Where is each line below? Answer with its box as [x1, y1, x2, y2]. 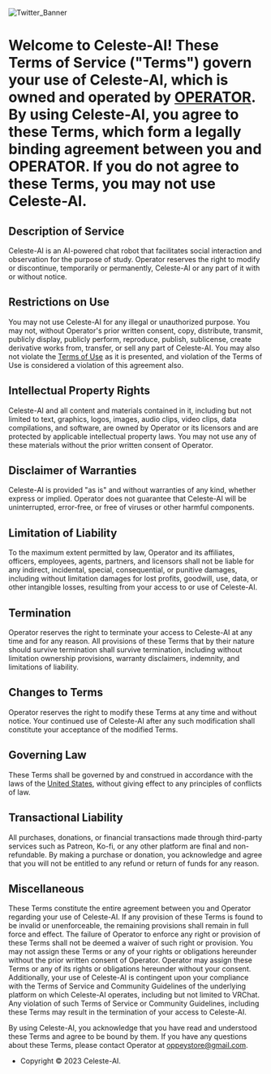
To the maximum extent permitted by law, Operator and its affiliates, [8, 548, 235, 558]
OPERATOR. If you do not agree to [8, 157, 239, 176]
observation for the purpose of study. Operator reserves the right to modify [8, 255, 260, 264]
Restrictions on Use [8, 296, 110, 309]
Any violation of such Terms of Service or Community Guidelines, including [8, 998, 260, 1009]
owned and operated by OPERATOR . [8, 88, 256, 107]
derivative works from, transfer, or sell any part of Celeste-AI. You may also [8, 343, 260, 353]
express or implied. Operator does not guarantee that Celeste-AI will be [8, 493, 247, 504]
